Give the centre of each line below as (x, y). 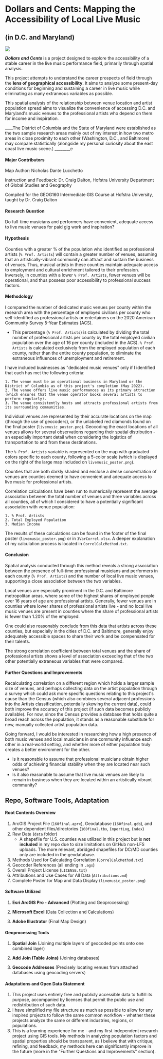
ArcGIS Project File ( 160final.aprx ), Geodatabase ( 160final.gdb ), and (82, 823)
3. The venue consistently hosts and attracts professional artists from (81, 403)
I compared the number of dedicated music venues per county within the (78, 307)
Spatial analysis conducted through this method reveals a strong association (81, 566)
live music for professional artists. (39, 481)
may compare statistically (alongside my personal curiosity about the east (79, 143)
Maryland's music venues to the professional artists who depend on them (79, 113)
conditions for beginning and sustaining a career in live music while (72, 88)
